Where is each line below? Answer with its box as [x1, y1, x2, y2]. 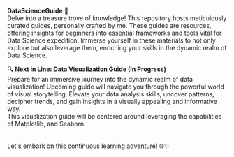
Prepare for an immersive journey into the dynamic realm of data [7, 75, 193, 83]
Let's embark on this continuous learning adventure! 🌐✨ [7, 142, 170, 150]
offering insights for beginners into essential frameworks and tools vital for [7, 29, 222, 37]
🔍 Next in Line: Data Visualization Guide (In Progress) [7, 65, 166, 73]
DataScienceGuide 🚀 [7, 7, 68, 15]
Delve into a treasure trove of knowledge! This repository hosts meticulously [7, 14, 227, 22]
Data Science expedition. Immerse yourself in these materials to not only [7, 36, 217, 45]
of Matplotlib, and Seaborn [7, 119, 85, 128]
